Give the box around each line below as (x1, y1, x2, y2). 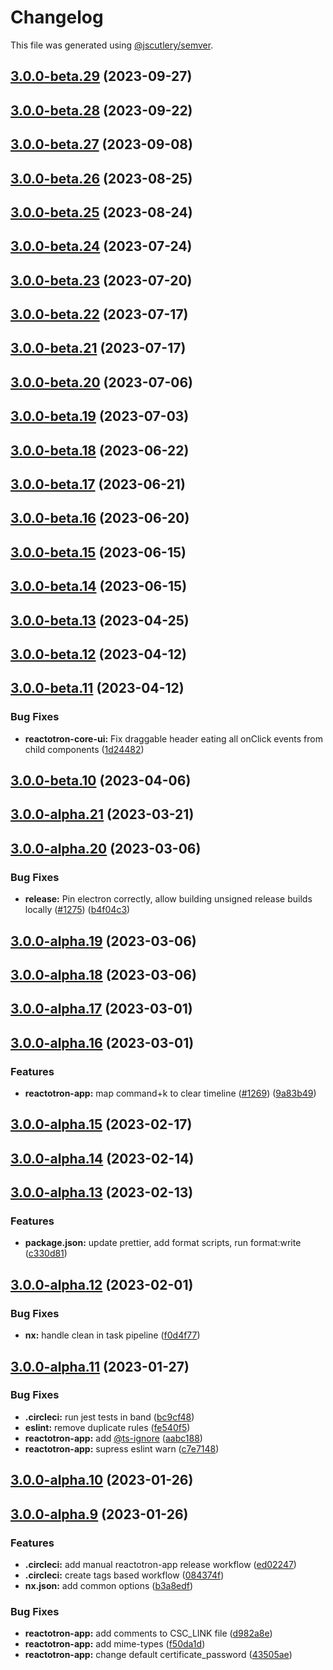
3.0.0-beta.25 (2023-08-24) (10, 204, 193, 221)
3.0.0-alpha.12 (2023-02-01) (10, 1276, 194, 1293)
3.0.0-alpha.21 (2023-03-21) (10, 806, 195, 823)
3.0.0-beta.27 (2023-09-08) (10, 136, 193, 153)
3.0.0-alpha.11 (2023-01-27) (10, 1358, 190, 1375)
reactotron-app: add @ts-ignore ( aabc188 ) (24, 1432, 203, 1444)
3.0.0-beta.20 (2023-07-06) (10, 374, 193, 391)
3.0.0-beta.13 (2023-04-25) (10, 612, 190, 629)
